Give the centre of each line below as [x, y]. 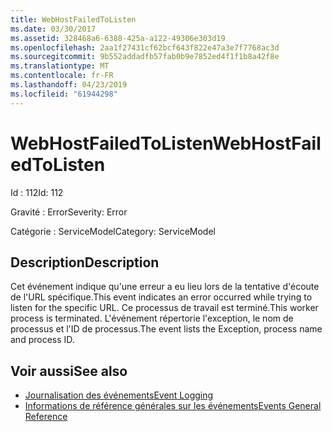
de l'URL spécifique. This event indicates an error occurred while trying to [161, 297]
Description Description [85, 262]
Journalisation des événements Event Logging [119, 395]
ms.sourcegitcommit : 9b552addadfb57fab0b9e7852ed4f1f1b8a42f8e [145, 57]
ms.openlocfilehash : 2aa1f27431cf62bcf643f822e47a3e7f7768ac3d [145, 47]
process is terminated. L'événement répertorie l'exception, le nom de [152, 318]
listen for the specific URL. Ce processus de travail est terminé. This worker [164, 308]
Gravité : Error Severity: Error [69, 212]
